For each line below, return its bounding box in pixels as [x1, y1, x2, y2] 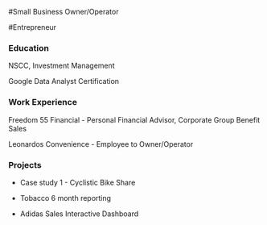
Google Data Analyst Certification [8, 77, 119, 86]
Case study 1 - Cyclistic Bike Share [19, 177, 136, 187]
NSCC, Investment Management [8, 60, 115, 71]
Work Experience [8, 97, 78, 108]
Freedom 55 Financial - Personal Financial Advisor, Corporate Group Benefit [8, 115, 261, 124]
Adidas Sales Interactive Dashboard [19, 209, 139, 219]
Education [8, 42, 50, 53]
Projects [8, 159, 42, 170]
